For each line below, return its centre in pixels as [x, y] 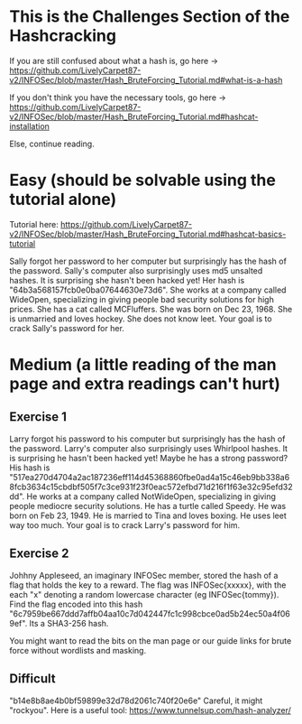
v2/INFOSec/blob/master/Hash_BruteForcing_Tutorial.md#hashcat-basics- [148, 234]
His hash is [30, 468]
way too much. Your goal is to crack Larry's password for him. [125, 524]
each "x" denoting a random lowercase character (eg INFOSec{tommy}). [144, 594]
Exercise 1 [38, 417]
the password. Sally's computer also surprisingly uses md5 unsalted [136, 270]
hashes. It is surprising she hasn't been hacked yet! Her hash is [127, 280]
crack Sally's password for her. [67, 328]
